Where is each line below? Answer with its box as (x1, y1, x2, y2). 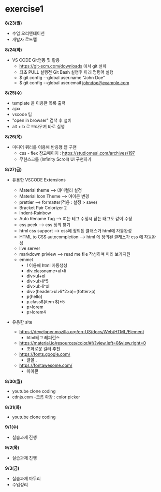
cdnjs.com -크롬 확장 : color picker (12, 394, 80, 400)
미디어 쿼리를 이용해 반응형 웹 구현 (12, 144, 77, 150)
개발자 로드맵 (12, 36, 37, 42)
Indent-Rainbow (19, 210, 52, 215)
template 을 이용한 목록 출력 (12, 100, 66, 106)
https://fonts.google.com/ (19, 351, 71, 357)
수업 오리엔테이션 (12, 30, 45, 36)
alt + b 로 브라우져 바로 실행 (12, 123, 65, 129)
